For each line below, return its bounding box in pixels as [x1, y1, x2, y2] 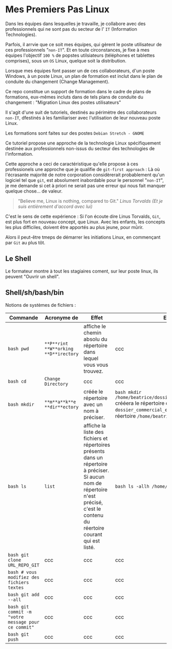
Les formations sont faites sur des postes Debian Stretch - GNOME [5, 130, 144, 136]
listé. [83, 543, 95, 551]
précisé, [83, 498, 103, 506]
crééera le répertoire [115, 400, 165, 407]
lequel [83, 354, 99, 362]
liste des [83, 428, 104, 435]
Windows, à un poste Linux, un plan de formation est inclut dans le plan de [5, 73, 163, 79]
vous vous [83, 361, 109, 368]
